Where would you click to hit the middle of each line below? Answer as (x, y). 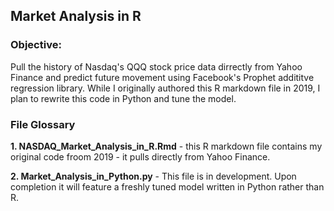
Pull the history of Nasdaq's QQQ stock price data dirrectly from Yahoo (156, 66)
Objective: (36, 45)
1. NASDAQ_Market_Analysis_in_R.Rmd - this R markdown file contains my (166, 146)
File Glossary (43, 124)
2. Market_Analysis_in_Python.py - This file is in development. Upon (153, 176)
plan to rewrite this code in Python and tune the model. (123, 98)
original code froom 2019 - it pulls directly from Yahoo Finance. (140, 156)
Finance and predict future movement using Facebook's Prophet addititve (162, 77)
